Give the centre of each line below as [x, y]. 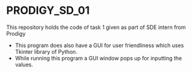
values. [24, 65]
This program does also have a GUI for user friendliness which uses [99, 45]
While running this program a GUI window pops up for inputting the [98, 58]
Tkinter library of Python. [46, 51]
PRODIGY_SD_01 [48, 11]
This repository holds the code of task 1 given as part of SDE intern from [96, 27]
